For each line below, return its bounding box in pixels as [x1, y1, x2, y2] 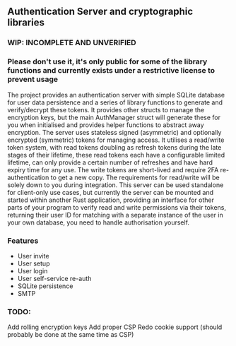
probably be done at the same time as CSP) [7, 330, 134, 339]
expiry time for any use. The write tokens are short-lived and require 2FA [7, 165, 219, 174]
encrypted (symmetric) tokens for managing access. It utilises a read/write [7, 136, 225, 144]
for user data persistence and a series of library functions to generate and [7, 98, 223, 107]
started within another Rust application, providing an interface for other [7, 196, 214, 204]
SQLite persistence [17, 282, 73, 290]
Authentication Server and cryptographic [7, 6, 194, 18]
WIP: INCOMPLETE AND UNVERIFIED [7, 38, 136, 48]
